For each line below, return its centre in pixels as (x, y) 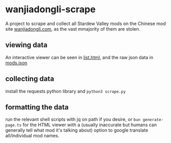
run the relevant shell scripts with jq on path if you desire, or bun (73, 120)
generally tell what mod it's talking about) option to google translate (77, 130)
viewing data (26, 45)
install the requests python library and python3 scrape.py (65, 91)
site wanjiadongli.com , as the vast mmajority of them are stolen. (73, 29)
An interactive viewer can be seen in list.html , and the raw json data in (79, 57)
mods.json (16, 63)
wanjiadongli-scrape (51, 9)
